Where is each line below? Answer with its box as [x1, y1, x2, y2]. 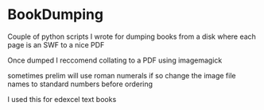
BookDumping [7, 6, 104, 24]
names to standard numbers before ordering [7, 79, 153, 89]
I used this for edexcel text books [7, 94, 117, 104]
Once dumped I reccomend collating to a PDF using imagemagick [7, 55, 223, 65]
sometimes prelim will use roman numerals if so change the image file [7, 70, 236, 80]
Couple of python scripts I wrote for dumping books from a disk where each [7, 32, 256, 41]
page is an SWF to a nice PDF [7, 40, 105, 49]
